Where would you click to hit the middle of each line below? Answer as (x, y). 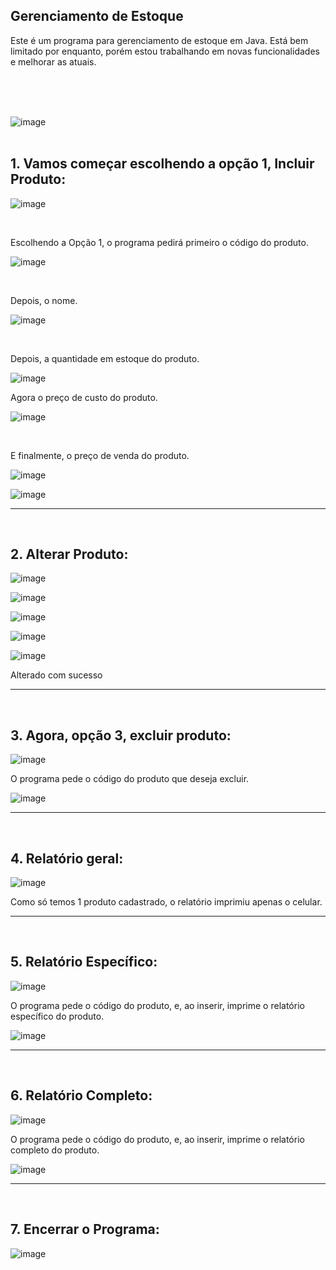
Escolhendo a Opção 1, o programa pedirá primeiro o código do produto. (159, 242)
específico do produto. (57, 1016)
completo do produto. (55, 1150)
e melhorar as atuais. (53, 61)
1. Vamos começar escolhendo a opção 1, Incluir (162, 164)
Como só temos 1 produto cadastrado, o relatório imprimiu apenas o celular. (166, 902)
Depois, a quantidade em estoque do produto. (105, 358)
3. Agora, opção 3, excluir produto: (121, 735)
